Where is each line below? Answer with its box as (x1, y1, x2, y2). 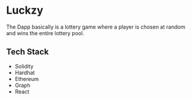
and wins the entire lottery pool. (6, 29, 85, 36)
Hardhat (14, 69, 35, 76)
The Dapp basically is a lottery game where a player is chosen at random (6, 23, 186, 30)
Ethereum (14, 75, 39, 82)
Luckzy (6, 4, 44, 17)
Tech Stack (6, 47, 49, 57)
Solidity (14, 62, 34, 70)
